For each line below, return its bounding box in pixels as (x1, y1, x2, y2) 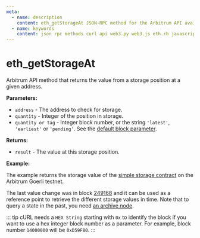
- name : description (11, 14, 62, 20)
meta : (6, 8, 20, 15)
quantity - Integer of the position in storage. (14, 112, 124, 120)
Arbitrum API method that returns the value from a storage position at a (6, 77, 180, 84)
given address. (6, 83, 43, 90)
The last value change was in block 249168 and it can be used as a (6, 190, 171, 197)
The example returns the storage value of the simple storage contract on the (6, 172, 193, 179)
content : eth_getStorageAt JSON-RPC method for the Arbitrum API (17, 20, 183, 26)
